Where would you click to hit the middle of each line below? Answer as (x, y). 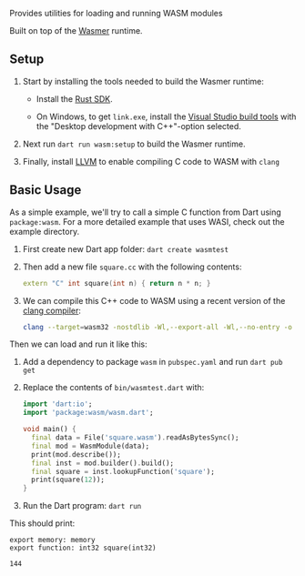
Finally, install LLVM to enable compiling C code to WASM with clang (151, 161)
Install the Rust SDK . (74, 98)
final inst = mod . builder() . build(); (103, 463)
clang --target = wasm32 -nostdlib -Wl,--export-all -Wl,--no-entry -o (158, 327)
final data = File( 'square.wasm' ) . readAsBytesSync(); (135, 438)
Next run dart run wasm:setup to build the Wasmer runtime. (134, 144)
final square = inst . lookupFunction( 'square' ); (123, 471)
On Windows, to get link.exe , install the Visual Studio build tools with (166, 116)
